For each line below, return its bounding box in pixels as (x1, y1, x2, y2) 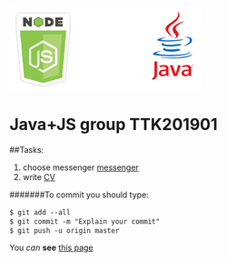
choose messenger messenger (22, 162, 139, 173)
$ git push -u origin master (9, 226, 120, 235)
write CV (22, 171, 56, 182)
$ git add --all (9, 207, 71, 217)
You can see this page (9, 242, 93, 253)
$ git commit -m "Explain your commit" (9, 217, 161, 226)
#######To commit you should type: (9, 189, 150, 200)
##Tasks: (9, 144, 44, 155)
